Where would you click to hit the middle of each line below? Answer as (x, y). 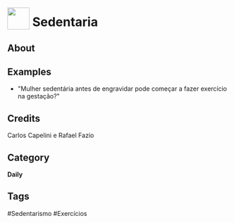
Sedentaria (65, 22)
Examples (29, 71)
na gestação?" (38, 96)
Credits (24, 119)
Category (29, 157)
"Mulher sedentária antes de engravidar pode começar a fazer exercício (122, 89)
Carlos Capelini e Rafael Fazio (51, 135)
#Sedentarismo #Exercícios (47, 213)
